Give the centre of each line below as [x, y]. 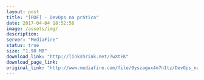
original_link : [25, 68]
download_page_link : [32, 62]
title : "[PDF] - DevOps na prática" [53, 17]
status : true [23, 46]
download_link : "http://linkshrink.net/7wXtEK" [68, 57]
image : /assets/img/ [32, 29]
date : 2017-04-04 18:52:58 [40, 23]
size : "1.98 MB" [27, 51]
